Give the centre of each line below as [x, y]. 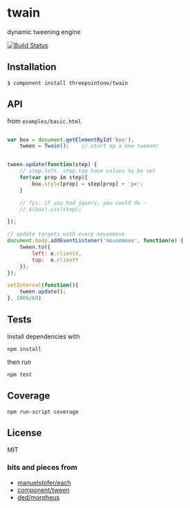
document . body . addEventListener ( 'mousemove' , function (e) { [96, 241]
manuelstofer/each [44, 482]
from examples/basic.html [44, 121]
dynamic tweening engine [44, 32]
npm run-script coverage [43, 412]
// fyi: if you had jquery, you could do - [83, 203]
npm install [24, 349]
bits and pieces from [42, 467]
